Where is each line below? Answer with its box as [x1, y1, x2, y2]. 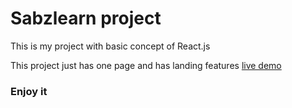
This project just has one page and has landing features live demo [10, 59, 282, 71]
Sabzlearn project [10, 7, 162, 30]
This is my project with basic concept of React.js [10, 40, 211, 52]
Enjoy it [10, 84, 48, 98]
